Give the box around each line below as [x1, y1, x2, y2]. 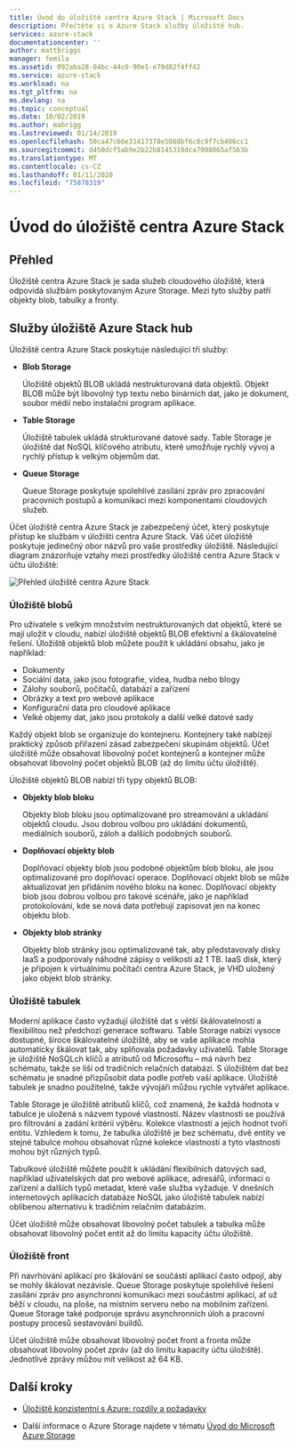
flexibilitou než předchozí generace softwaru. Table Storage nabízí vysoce [9, 1024, 281, 1035]
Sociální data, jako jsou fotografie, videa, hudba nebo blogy [21, 674, 240, 685]
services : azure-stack [9, 29, 93, 38]
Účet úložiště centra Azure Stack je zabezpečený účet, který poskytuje [9, 522, 270, 532]
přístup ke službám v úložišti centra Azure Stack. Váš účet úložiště [9, 530, 254, 541]
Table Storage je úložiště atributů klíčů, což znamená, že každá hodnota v [9, 1098, 280, 1109]
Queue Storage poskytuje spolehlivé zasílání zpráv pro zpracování [21, 485, 265, 496]
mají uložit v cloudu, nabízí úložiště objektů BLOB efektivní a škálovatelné [9, 628, 278, 639]
